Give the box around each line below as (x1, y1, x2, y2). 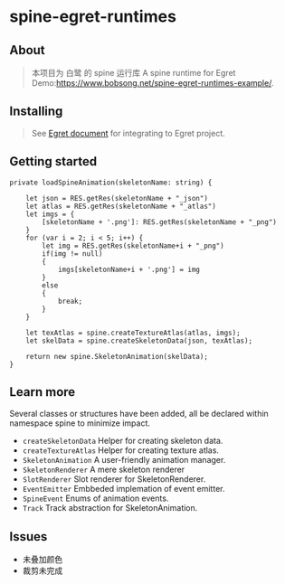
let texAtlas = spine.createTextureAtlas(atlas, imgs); (25, 328, 242, 337)
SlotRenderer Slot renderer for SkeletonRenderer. (22, 474, 206, 485)
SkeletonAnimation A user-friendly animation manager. (22, 455, 226, 466)
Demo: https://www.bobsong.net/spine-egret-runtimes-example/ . (31, 78, 274, 88)
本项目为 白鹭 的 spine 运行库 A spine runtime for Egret (31, 68, 236, 78)
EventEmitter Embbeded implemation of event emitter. (22, 484, 225, 495)
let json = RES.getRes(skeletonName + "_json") (25, 193, 208, 203)
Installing (9, 104, 63, 119)
